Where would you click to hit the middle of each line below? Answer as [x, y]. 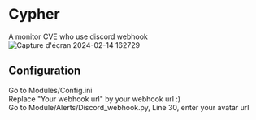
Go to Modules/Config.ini [50, 90]
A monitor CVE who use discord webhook [78, 36]
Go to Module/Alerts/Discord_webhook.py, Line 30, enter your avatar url [129, 107]
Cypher [34, 14]
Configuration [45, 71]
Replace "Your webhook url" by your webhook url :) [95, 99]
